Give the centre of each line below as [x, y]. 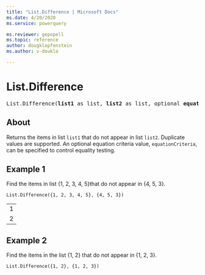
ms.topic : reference [33, 40]
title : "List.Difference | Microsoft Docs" [63, 12]
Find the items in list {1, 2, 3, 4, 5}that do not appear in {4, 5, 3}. [86, 184]
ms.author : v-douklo [33, 52]
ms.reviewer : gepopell [35, 34]
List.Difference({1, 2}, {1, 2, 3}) [53, 266]
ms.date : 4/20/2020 [31, 18]
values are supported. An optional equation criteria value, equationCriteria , [102, 143]
